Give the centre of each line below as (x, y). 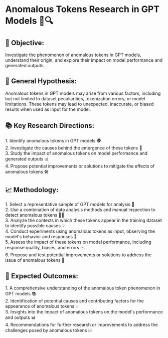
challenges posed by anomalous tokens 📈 (49, 330)
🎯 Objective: (25, 43)
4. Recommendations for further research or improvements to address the (81, 325)
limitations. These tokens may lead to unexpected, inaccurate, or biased (79, 104)
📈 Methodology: (32, 190)
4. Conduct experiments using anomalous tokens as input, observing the (80, 231)
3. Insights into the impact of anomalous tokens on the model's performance (84, 312)
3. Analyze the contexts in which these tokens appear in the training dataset (83, 220)
